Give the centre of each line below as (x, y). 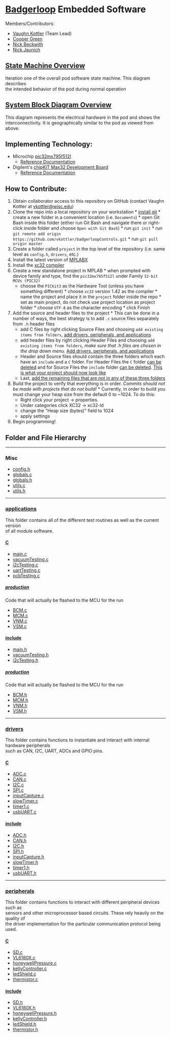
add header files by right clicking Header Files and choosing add (88, 340)
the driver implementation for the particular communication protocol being (83, 924)
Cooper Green (27, 39)
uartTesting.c (26, 570)
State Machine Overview (45, 66)
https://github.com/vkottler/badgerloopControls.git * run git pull (85, 239)
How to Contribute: (36, 189)
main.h (20, 649)
